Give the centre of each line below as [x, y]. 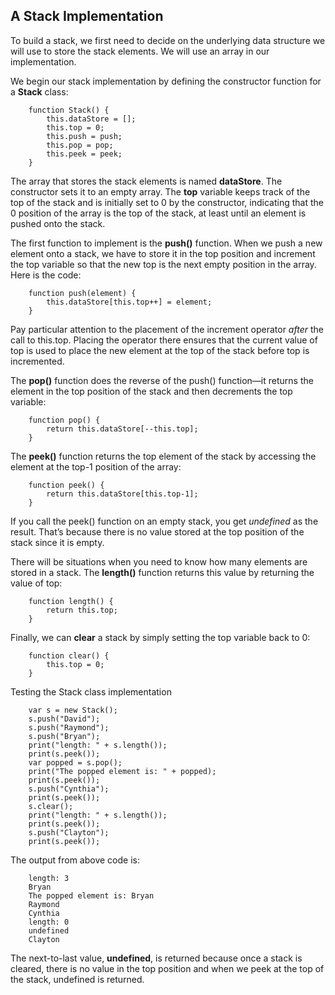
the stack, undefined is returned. [77, 979]
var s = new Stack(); [73, 710]
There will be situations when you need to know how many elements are [159, 561]
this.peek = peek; [84, 154]
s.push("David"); [64, 719]
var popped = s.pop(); [75, 762]
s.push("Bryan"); [64, 736]
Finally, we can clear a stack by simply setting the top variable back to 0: [160, 637]
